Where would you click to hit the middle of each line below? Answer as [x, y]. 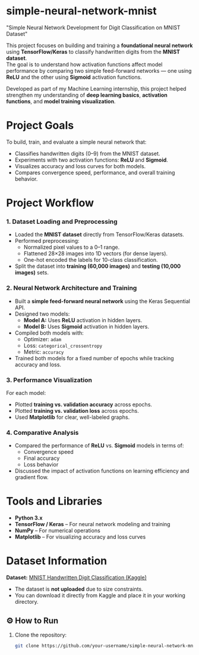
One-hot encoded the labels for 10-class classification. [91, 260]
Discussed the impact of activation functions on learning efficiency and [102, 471]
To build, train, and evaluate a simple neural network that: [76, 142]
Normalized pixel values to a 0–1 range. [72, 247]
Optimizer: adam [42, 339]
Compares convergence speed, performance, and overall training [95, 172]
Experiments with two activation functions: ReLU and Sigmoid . [91, 160]
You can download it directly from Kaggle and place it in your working [100, 595]
